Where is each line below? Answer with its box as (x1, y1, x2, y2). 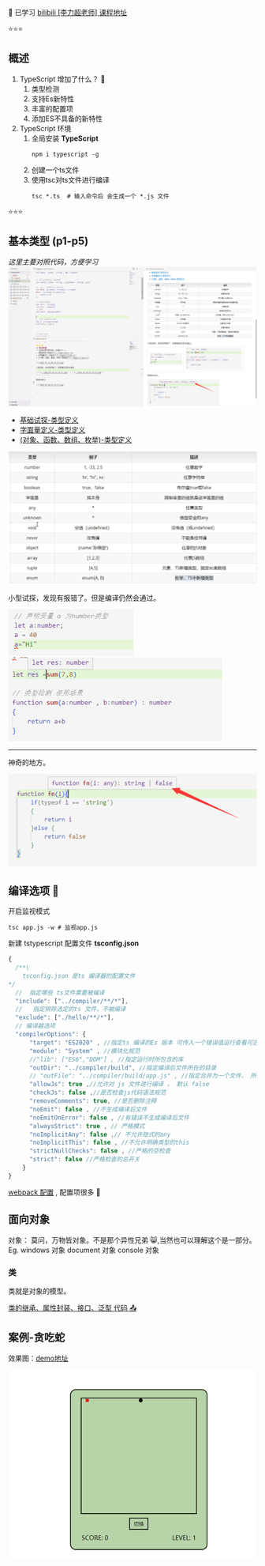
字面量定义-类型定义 (19, 425, 86, 435)
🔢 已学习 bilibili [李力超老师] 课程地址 (8, 8, 128, 17)
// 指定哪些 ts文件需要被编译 (15, 988, 105, 997)
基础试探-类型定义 (19, 415, 79, 425)
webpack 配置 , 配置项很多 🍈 (8, 1187, 101, 1197)
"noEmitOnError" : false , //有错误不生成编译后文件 (28, 1114, 190, 1122)
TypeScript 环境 (19, 123, 72, 133)
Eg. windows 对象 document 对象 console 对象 (8, 1245, 159, 1255)
